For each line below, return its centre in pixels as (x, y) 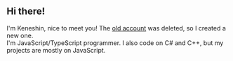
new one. (20, 35)
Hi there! (26, 11)
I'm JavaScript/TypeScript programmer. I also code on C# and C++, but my (115, 43)
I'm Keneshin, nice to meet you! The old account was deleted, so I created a (116, 28)
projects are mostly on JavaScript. (56, 50)
